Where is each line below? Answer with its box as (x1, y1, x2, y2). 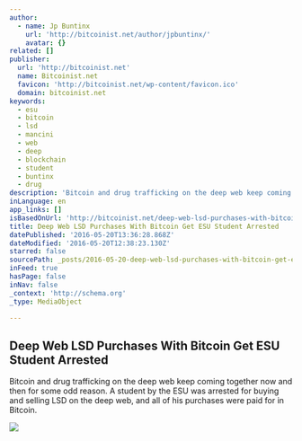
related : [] (9, 47, 54, 56)
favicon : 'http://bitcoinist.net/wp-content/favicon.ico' (17, 80, 240, 89)
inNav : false (9, 280, 58, 289)
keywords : (9, 96, 47, 106)
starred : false (9, 247, 67, 256)
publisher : (9, 55, 50, 64)
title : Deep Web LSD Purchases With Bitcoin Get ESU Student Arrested (9, 222, 280, 231)
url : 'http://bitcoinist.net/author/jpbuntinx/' (25, 30, 211, 39)
